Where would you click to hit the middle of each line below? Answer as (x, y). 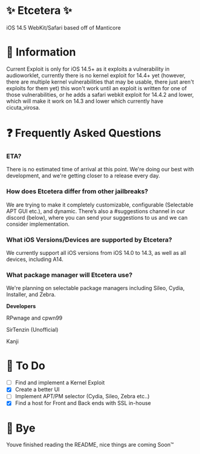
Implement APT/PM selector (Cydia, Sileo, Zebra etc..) (82, 396)
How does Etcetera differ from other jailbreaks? (77, 191)
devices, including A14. (35, 259)
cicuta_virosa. (23, 107)
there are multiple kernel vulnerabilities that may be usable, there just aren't (100, 82)
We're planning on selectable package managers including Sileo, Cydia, (95, 288)
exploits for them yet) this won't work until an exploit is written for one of (97, 88)
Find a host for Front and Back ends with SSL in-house (83, 403)
